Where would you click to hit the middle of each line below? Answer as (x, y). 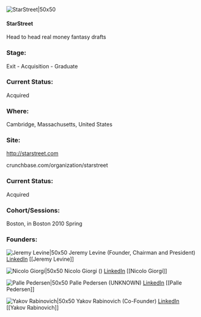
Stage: (16, 53)
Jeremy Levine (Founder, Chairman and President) (132, 253)
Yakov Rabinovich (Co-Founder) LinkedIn (128, 301)
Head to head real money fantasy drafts (56, 37)
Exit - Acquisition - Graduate (42, 66)
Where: (18, 111)
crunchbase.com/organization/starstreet (57, 166)
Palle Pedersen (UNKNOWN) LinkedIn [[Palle (126, 283)
